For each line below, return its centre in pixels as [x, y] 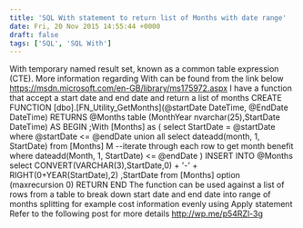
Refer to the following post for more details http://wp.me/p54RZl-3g [136, 213]
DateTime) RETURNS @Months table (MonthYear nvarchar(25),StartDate [145, 117]
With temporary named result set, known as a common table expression [144, 69]
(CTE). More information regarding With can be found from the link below [146, 79]
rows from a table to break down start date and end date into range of [140, 194]
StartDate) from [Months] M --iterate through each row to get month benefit [151, 146]
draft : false [34, 35]
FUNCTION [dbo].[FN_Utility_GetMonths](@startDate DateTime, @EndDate [149, 108]
